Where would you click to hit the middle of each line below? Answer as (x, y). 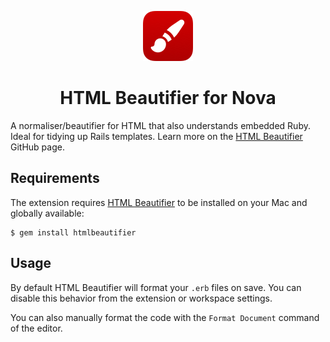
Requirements (55, 178)
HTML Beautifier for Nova (168, 98)
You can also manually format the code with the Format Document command (165, 317)
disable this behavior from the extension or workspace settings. (141, 298)
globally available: (47, 213)
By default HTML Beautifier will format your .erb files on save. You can (156, 287)
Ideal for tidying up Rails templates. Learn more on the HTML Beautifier (156, 136)
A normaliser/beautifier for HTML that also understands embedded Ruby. (160, 125)
